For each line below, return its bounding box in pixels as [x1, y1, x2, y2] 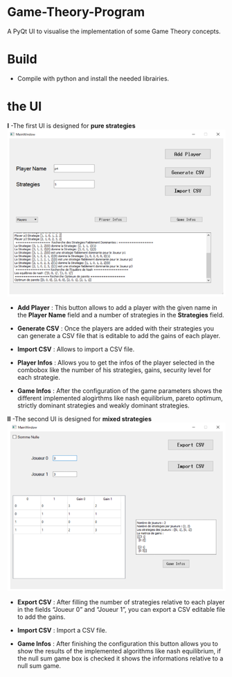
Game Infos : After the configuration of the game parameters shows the [17, 387, 223, 395]
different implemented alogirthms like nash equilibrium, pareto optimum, [17, 394, 223, 403]
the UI [7, 98, 42, 114]
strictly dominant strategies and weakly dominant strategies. [17, 401, 190, 410]
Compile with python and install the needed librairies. [17, 74, 170, 82]
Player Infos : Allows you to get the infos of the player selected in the [17, 358, 215, 367]
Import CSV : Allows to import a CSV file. [17, 345, 135, 353]
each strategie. [17, 373, 61, 382]
